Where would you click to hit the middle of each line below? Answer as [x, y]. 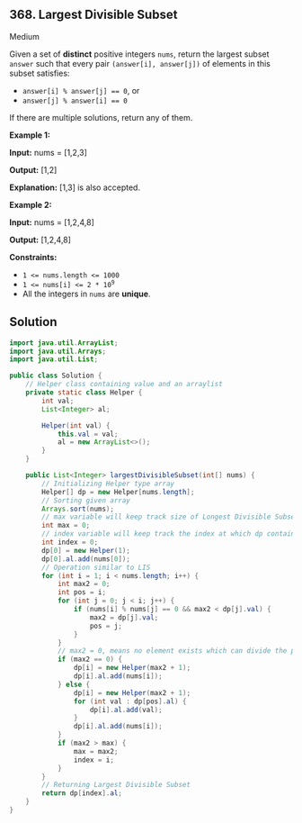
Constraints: [33, 257]
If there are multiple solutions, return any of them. [101, 117]
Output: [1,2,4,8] [40, 240]
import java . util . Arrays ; [58, 351]
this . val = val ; [88, 434]
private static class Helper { [84, 393]
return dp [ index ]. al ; [82, 793]
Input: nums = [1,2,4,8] [52, 222]
